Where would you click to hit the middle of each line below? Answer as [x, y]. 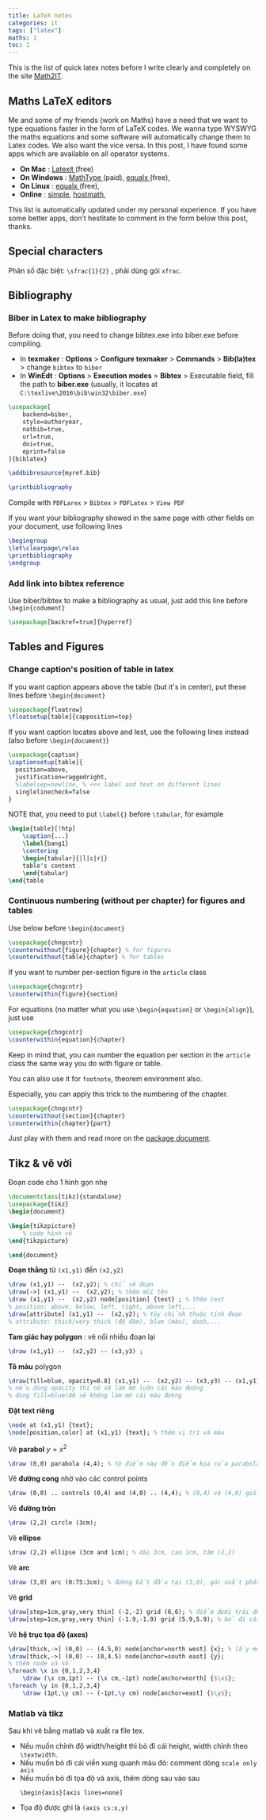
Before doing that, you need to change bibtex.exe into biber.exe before [123, 335]
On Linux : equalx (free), [60, 185]
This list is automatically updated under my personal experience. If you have [133, 209]
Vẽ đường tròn [32, 1508]
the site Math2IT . [36, 76]
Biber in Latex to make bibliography [77, 318]
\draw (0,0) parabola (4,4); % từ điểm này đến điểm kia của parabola [134, 1463]
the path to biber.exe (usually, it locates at [89, 384]
